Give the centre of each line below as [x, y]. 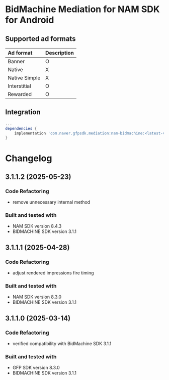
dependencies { [21, 128]
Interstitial [19, 86]
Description [60, 53]
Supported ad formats [40, 39]
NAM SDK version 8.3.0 [37, 297]
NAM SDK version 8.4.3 [37, 226]
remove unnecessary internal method [51, 202]
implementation [30, 133]
